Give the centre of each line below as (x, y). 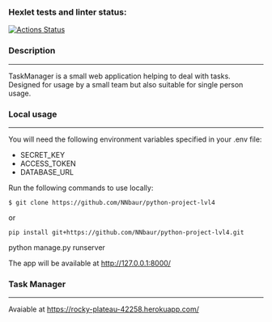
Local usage (33, 114)
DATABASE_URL (47, 172)
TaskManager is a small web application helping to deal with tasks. (119, 76)
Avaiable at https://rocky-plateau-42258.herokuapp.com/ (104, 309)
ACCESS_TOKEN (48, 163)
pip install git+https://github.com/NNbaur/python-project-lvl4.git (126, 232)
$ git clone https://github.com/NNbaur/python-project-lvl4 (112, 202)
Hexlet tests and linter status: (68, 12)
